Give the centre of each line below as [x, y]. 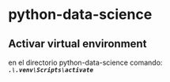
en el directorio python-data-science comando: [85, 62]
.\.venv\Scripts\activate [51, 70]
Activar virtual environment [77, 44]
